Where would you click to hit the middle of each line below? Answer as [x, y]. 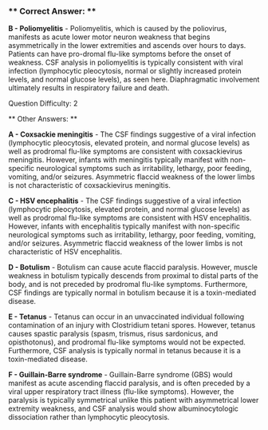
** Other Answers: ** [43, 119]
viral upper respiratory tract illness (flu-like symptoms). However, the [121, 392]
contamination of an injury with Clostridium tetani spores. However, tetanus [132, 325]
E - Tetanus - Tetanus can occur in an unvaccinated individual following [126, 317]
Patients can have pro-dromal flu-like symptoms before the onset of [120, 54]
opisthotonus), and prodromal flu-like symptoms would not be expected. [127, 342]
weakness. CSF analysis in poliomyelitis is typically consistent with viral [126, 62]
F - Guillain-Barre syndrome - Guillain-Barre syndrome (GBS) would [120, 375]
